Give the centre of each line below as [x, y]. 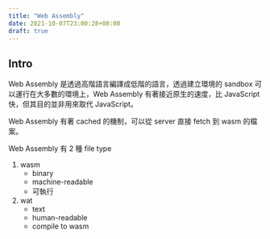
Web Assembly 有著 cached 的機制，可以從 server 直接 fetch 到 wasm [125, 121]
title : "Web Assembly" [46, 16]
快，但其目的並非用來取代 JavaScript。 [73, 104]
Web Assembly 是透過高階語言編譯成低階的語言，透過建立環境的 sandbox [131, 84]
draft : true [28, 31]
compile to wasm [60, 226]
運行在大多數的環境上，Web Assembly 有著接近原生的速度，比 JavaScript [137, 94]
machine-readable [63, 182]
